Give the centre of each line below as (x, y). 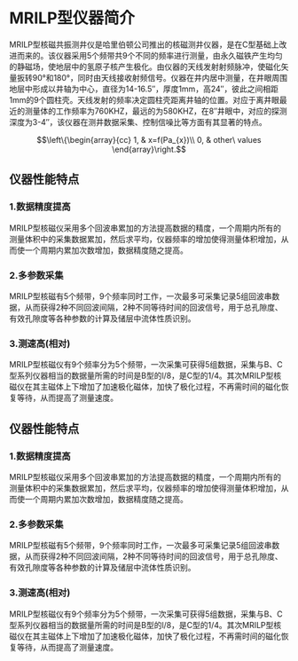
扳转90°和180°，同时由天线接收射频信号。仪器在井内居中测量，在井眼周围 (152, 77)
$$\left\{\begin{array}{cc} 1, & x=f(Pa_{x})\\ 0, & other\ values (149, 139)
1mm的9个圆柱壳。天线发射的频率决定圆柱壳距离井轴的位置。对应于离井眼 (144, 99)
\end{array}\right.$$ (149, 149)
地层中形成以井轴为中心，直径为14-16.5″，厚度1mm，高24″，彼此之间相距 (144, 89)
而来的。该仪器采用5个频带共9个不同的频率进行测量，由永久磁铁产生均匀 (149, 55)
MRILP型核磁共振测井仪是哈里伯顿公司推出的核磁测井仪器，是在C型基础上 (144, 44)
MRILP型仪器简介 (72, 18)
